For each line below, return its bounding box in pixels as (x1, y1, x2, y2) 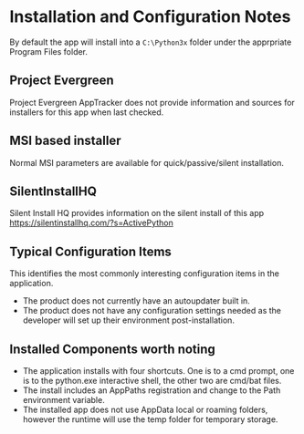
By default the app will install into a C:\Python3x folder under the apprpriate (9, 36, 292, 47)
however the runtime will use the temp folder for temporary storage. (22, 414, 278, 425)
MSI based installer (9, 133, 121, 149)
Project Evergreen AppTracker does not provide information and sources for (9, 97, 295, 108)
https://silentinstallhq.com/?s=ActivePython (9, 217, 173, 229)
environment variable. (22, 395, 105, 405)
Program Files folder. (9, 46, 89, 57)
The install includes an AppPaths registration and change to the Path (22, 385, 281, 396)
